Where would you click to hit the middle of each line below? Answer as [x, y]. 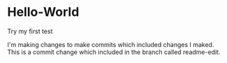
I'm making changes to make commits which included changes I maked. [111, 44]
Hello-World [43, 12]
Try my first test [30, 31]
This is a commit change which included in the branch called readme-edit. [114, 52]
